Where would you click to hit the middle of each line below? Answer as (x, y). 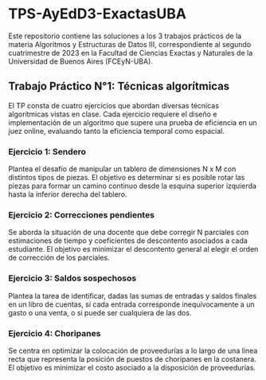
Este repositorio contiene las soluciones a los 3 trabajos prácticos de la (125, 36)
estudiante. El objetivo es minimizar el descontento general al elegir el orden (133, 249)
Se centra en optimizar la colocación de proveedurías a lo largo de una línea (133, 351)
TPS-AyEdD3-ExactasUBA (98, 14)
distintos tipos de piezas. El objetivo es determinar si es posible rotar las (127, 178)
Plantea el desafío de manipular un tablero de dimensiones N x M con (122, 169)
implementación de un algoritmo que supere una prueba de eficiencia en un (133, 122)
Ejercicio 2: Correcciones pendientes (82, 214)
